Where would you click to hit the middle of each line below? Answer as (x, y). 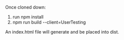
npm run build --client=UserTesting (49, 22)
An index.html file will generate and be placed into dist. (62, 32)
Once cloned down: (26, 7)
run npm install (28, 17)
